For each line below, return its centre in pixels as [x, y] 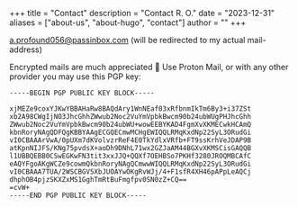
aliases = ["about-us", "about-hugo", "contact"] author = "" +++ [128, 22]
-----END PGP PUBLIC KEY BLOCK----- [78, 195]
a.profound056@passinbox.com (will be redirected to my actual [127, 40]
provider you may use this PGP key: [75, 76]
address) [26, 49]
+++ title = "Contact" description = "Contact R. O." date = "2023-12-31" [142, 13]
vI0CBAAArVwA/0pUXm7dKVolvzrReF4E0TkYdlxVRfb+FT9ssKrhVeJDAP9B [131, 140]
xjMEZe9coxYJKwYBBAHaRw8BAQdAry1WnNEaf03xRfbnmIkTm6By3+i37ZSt [131, 109]
